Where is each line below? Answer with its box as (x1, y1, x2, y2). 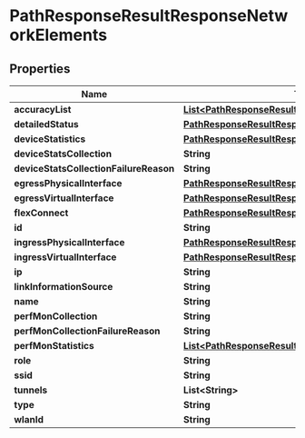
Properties (9, 61, 71, 76)
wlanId (14, 413, 44, 425)
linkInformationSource (14, 281, 113, 293)
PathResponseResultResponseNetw (9, 5, 289, 26)
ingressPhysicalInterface (14, 236, 125, 248)
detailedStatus (14, 118, 79, 130)
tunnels (14, 383, 48, 396)
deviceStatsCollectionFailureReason (14, 163, 175, 174)
